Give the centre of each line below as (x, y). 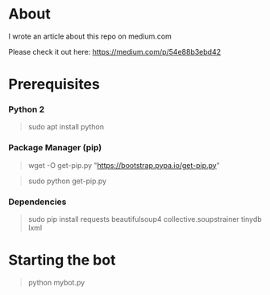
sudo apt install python (66, 127)
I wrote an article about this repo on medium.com (90, 36)
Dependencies (37, 202)
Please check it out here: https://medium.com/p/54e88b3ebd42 (115, 51)
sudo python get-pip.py (67, 181)
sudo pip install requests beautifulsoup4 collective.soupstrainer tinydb (145, 219)
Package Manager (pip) (55, 148)
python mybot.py (56, 282)
